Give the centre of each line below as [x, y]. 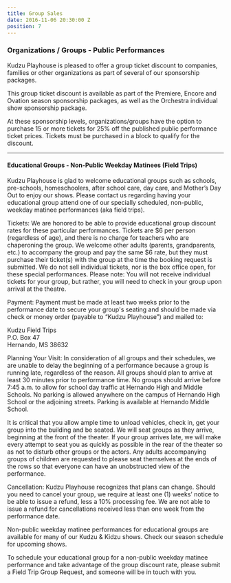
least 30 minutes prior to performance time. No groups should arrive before [114, 379]
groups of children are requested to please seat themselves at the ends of [112, 459]
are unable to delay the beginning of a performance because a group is [108, 365]
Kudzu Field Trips [32, 330]
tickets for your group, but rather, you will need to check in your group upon [114, 281]
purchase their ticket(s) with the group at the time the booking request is [110, 259]
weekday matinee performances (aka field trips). [76, 210]
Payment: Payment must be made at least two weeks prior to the [99, 302]
